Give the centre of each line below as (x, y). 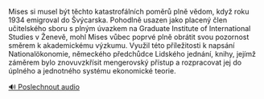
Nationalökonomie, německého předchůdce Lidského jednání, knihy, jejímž (132, 54)
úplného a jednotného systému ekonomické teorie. (92, 71)
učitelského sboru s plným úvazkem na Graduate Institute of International (130, 28)
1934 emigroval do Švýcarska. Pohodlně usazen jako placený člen (118, 20)
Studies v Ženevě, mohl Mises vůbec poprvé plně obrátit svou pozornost (129, 37)
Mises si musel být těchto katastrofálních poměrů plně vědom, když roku (129, 12)
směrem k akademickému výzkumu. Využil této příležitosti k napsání (122, 46)
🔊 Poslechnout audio (44, 87)
